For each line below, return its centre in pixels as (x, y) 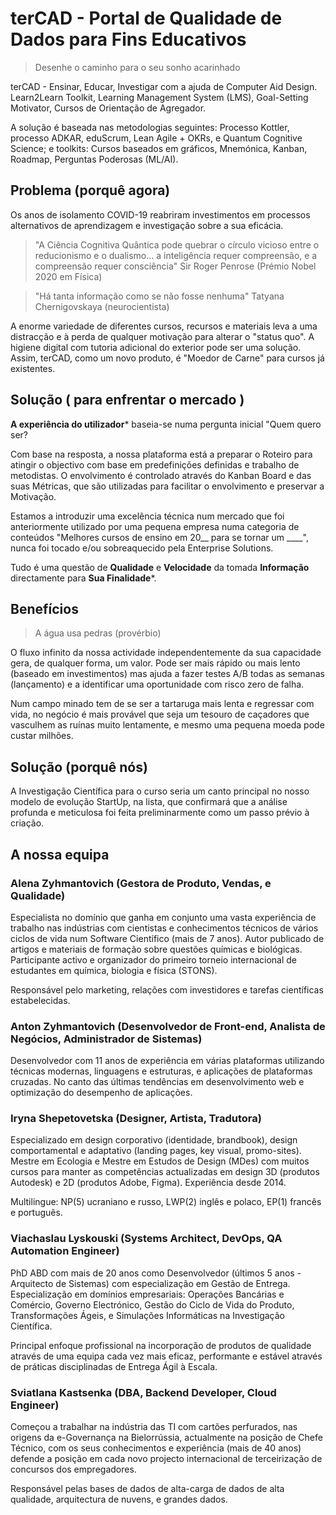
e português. (36, 1213)
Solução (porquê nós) (79, 767)
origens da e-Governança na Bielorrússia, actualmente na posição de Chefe (166, 1438)
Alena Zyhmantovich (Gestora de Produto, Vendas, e (141, 883)
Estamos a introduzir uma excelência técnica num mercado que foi (147, 516)
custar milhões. (42, 736)
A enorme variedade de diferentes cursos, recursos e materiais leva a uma (164, 326)
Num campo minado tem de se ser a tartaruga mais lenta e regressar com (162, 704)
